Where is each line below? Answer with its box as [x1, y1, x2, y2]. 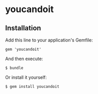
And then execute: [5, 56, 43, 62]
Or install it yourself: [5, 74, 47, 80]
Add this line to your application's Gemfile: [5, 37, 93, 43]
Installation [5, 24, 41, 32]
